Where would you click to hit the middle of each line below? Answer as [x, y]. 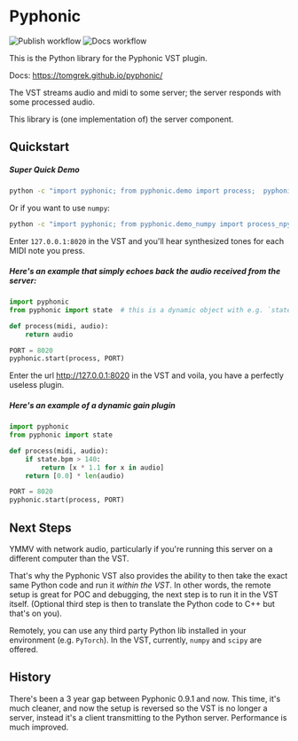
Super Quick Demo [44, 169]
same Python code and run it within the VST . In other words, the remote [140, 585]
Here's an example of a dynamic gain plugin [92, 405]
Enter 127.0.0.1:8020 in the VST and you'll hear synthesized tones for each [147, 241]
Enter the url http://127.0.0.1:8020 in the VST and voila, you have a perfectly [146, 375]
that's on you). [35, 613]
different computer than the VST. [69, 559]
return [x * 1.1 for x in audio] [103, 468]
